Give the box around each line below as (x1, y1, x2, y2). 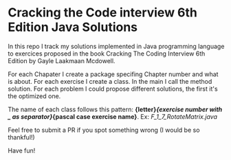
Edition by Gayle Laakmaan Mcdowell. (8, 56, 115, 65)
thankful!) (8, 133, 35, 141)
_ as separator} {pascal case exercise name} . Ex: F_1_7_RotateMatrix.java (8, 112, 218, 121)
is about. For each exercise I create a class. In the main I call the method (8, 77, 212, 85)
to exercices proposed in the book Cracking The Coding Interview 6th (8, 49, 206, 58)
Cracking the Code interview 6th (8, 5, 198, 21)
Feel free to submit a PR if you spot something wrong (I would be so (8, 126, 200, 134)
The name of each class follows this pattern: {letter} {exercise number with (8, 105, 223, 113)
